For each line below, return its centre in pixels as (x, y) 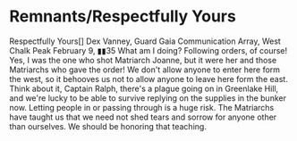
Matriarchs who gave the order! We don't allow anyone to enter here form (144, 70)
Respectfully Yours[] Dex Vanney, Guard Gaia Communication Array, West (145, 41)
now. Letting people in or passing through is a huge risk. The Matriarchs (142, 107)
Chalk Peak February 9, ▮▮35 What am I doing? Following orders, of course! (148, 50)
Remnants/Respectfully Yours (123, 17)
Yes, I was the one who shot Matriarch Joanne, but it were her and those (143, 60)
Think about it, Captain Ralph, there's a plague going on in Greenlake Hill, (144, 88)
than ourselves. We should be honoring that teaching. (108, 126)
